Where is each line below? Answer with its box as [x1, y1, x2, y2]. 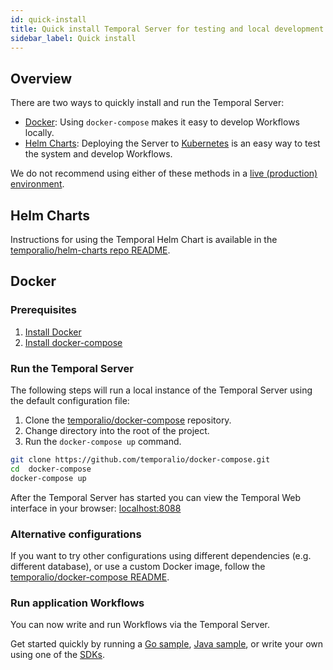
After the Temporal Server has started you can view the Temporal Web [10, 491, 302, 503]
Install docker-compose [24, 336, 123, 348]
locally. [24, 127, 55, 139]
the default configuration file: [10, 394, 130, 406]
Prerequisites [10, 303, 77, 317]
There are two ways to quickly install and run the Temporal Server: [10, 97, 285, 109]
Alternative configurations [10, 527, 142, 541]
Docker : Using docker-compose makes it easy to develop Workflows [24, 116, 300, 128]
